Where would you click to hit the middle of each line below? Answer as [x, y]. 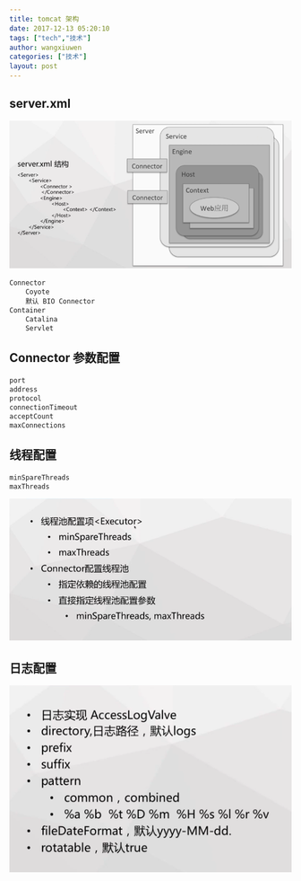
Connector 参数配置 [65, 358]
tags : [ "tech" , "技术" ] [50, 38]
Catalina [42, 320]
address [24, 389]
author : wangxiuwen [46, 48]
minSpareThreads [39, 477]
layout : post [34, 66]
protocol [26, 398]
